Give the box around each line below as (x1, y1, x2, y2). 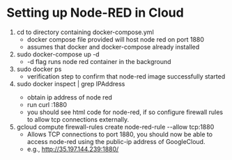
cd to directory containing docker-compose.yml (16, 28, 154, 36)
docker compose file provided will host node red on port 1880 (26, 35, 205, 43)
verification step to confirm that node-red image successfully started (26, 72, 226, 81)
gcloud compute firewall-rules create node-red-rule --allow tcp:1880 (16, 122, 215, 131)
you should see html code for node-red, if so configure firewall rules (26, 108, 224, 116)
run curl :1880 (26, 100, 68, 109)
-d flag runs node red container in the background (26, 57, 171, 65)
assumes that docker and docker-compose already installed (26, 42, 200, 51)
